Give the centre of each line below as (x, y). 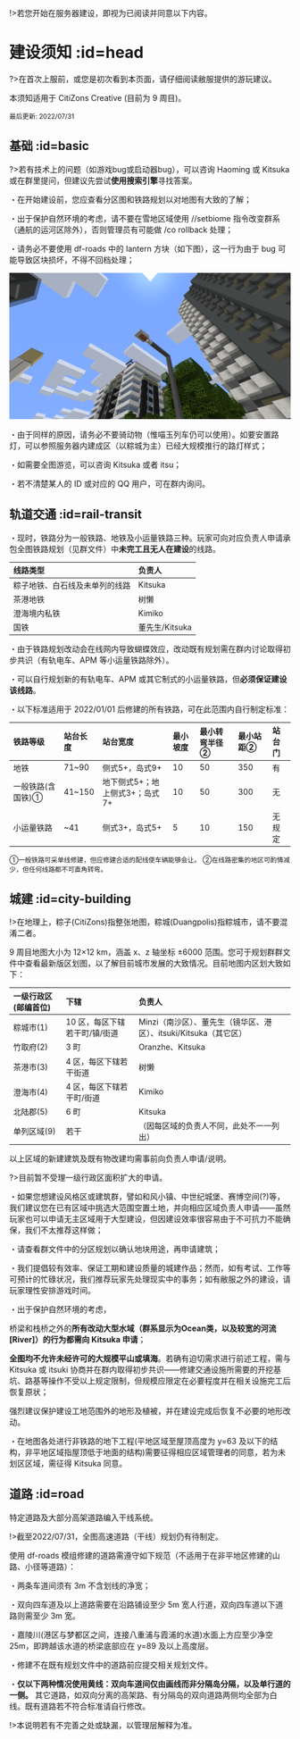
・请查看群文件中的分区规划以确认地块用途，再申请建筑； (115, 1249)
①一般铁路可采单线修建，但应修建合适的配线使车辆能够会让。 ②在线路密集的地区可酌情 (146, 860)
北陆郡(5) (31, 1112)
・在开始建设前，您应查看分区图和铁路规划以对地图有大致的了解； (130, 199)
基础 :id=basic (49, 146)
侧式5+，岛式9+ (132, 767)
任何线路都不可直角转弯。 (67, 869)
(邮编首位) (32, 1007)
